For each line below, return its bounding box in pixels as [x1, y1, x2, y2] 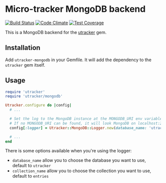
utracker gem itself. [5, 62, 45, 68]
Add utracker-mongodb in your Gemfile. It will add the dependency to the [5, 57, 152, 63]
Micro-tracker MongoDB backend [5, 3, 146, 15]
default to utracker [12, 163, 51, 169]
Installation [5, 43, 41, 52]
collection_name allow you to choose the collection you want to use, [12, 168, 152, 174]
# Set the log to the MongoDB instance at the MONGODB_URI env [9, 116, 142, 121]
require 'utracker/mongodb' [5, 94, 63, 99]
